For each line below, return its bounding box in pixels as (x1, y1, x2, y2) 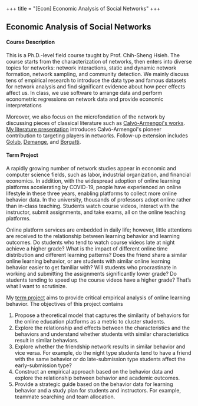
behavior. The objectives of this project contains (6, 300, 124, 307)
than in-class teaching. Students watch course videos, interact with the (6, 202, 179, 209)
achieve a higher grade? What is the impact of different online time (6, 245, 168, 252)
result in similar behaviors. (14, 336, 79, 344)
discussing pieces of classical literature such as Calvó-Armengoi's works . (6, 119, 186, 126)
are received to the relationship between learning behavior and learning (6, 232, 180, 239)
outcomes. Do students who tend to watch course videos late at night (6, 239, 175, 246)
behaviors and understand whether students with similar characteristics (14, 330, 189, 338)
